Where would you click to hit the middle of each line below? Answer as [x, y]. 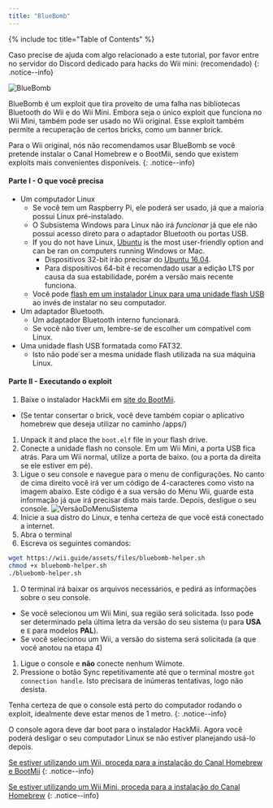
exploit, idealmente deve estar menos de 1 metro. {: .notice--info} [118, 713]
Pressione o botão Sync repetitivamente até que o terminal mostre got [137, 672]
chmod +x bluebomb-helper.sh [58, 565]
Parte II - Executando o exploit [60, 382]
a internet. [37, 526]
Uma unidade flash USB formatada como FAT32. [101, 345]
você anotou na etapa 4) [61, 647]
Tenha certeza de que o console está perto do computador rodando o [125, 705]
